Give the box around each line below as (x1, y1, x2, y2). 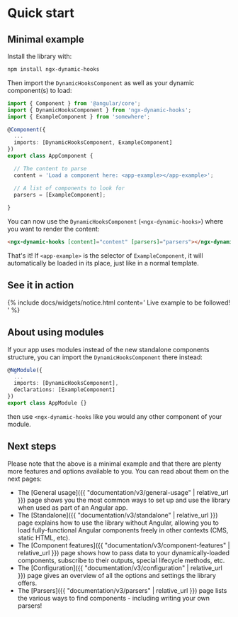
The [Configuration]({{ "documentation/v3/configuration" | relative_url (17, 563, 223, 572)
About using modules (7, 327, 104, 339)
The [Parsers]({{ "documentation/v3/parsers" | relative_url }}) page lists (17, 586, 227, 594)
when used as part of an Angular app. (17, 503, 128, 512)
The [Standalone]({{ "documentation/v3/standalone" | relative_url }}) (17, 510, 218, 519)
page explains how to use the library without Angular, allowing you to (17, 518, 220, 527)
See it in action (7, 279, 74, 292)
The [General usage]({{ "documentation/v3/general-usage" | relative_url (17, 488, 229, 496)
